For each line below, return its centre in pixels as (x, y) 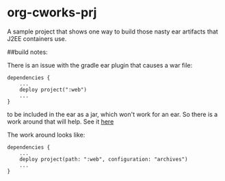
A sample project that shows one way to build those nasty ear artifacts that (113, 31)
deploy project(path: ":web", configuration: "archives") (104, 159)
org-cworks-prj (52, 13)
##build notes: (27, 52)
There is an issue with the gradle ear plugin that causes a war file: (100, 65)
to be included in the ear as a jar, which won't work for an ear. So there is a (112, 114)
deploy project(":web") (53, 89)
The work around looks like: (46, 135)
